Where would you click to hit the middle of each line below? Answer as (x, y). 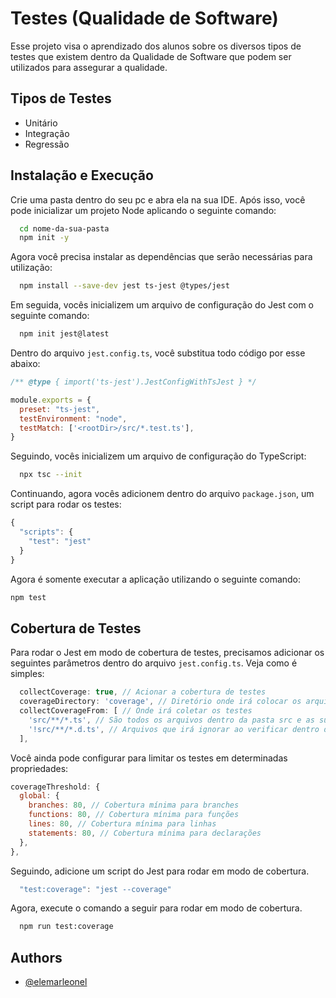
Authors (36, 957)
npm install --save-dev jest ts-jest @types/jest (124, 286)
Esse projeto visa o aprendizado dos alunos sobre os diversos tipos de (156, 46)
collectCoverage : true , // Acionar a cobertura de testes (143, 692)
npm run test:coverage (66, 927)
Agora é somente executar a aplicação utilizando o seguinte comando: (156, 579)
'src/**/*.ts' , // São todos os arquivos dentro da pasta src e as (171, 720)
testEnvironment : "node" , (73, 418)
